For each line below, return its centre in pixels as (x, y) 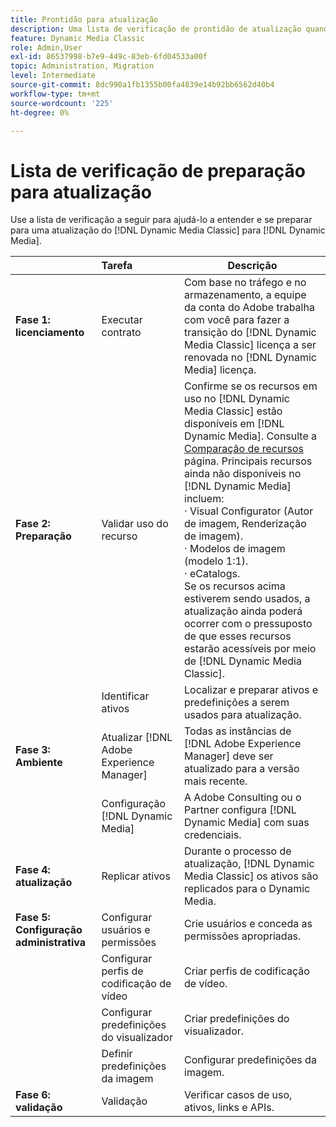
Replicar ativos (136, 876)
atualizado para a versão (242, 769)
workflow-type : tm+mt (55, 94)
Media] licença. (220, 370)
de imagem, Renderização (245, 524)
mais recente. (216, 781)
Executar (122, 320)
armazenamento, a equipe (245, 295)
